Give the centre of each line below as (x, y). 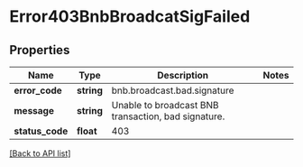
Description (183, 75)
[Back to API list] (40, 153)
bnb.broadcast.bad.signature (173, 90)
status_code (41, 131)
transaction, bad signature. (168, 116)
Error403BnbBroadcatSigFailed (130, 17)
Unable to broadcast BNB (165, 105)
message (34, 111)
